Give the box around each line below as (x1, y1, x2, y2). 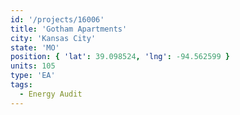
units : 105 (10, 61, 56, 71)
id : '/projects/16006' (10, 14, 105, 25)
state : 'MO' (10, 42, 60, 53)
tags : (10, 80, 33, 90)
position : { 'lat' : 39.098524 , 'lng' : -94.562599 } (10, 52, 230, 62)
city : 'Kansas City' (10, 33, 97, 43)
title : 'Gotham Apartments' (10, 24, 128, 34)
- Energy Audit (19, 89, 83, 99)
